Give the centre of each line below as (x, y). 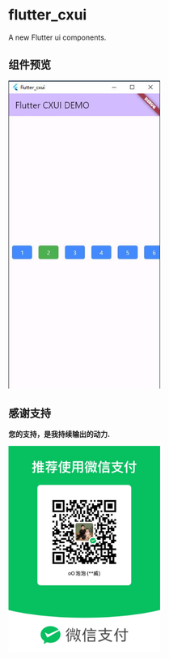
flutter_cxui (48, 15)
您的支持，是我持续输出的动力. (59, 434)
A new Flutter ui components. (57, 37)
